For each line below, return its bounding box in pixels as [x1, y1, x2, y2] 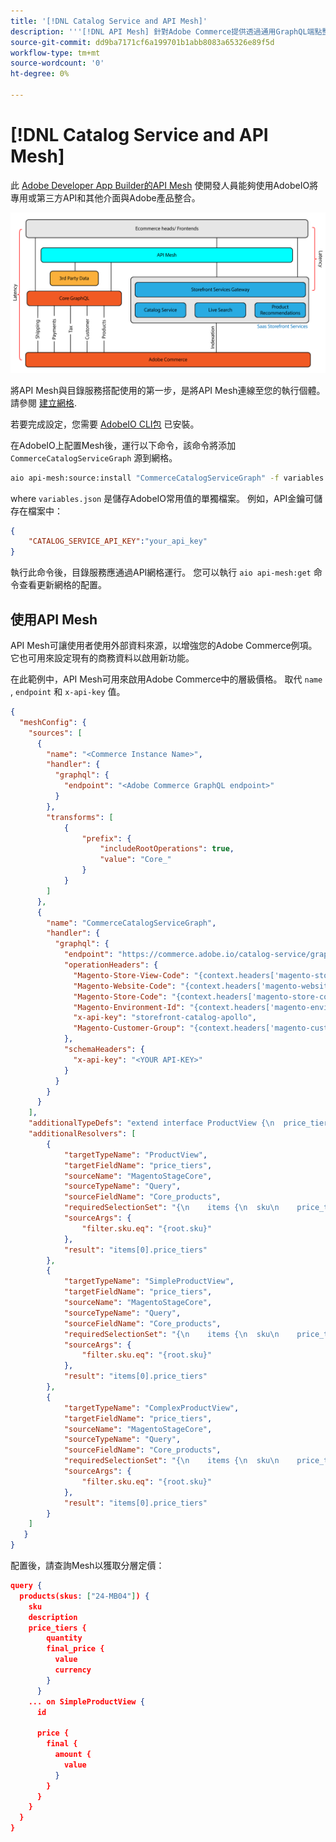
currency [54, 1665, 92, 1675]
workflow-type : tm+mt [10, 48, 101, 58]
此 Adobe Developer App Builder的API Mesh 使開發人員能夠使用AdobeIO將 [10, 179, 319, 191]
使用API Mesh [10, 611, 98, 628]
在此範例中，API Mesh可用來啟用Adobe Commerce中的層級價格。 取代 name [10, 673, 323, 685]
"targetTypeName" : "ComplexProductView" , [63, 1403, 240, 1413]
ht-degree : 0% [10, 69, 70, 79]
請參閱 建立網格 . [10, 396, 77, 409]
